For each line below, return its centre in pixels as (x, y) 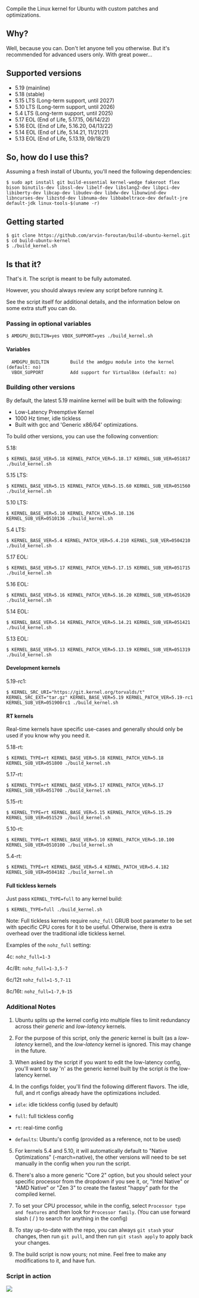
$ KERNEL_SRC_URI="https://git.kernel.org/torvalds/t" (76, 693)
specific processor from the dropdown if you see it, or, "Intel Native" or (102, 1181)
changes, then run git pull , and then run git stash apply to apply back (104, 1236)
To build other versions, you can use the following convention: (83, 436)
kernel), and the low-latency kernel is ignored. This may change (113, 1044)
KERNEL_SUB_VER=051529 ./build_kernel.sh (58, 818)
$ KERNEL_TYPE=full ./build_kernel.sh (54, 910)
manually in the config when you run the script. (73, 1163)
